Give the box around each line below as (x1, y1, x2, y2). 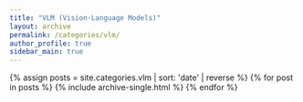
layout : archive (9, 22, 71, 31)
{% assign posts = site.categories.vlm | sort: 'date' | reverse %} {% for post (9, 72, 294, 83)
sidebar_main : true (9, 47, 84, 56)
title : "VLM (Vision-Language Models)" (9, 13, 162, 23)
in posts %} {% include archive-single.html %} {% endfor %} (9, 82, 238, 93)
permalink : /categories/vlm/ (9, 30, 120, 39)
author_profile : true (9, 38, 92, 48)
